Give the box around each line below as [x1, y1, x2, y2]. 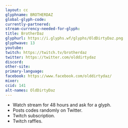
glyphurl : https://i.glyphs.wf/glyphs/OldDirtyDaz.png [5, 36, 123, 41]
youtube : [5, 45, 24, 50]
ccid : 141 [5, 83, 26, 88]
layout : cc [5, 7, 28, 13]
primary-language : [5, 69, 44, 74]
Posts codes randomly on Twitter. [12, 107, 82, 113]
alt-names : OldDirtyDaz [5, 87, 56, 93]
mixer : [5, 78, 19, 83]
